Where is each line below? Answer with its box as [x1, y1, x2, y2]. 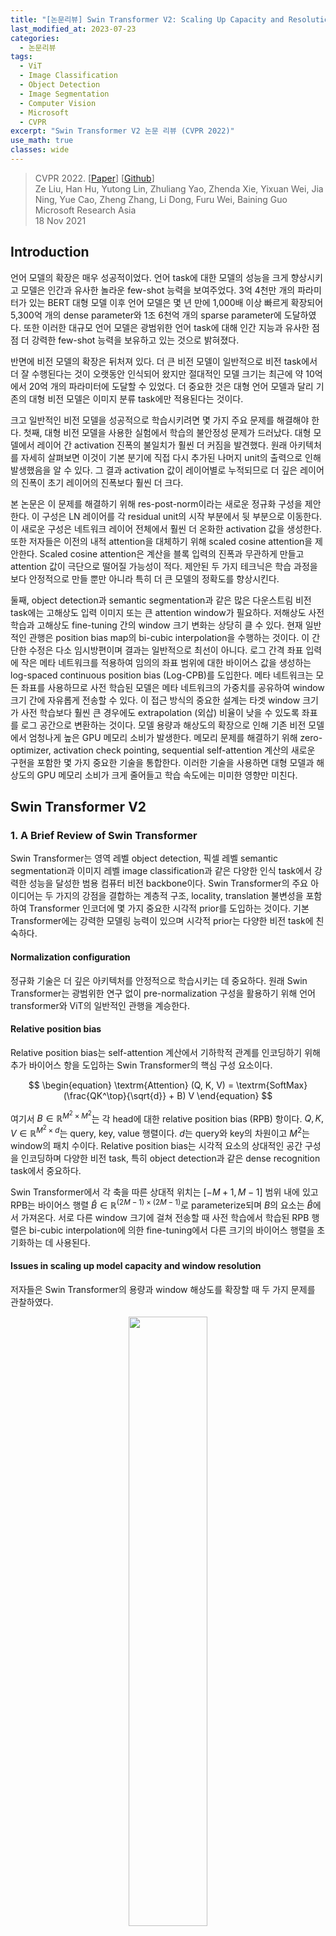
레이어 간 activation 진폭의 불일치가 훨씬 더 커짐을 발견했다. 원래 [36, 439, 288, 451]
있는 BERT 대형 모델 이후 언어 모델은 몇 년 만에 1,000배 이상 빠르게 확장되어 [28, 296, 324, 308]
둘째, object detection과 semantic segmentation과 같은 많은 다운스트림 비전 [10, 594, 312, 606]
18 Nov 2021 [34, 214, 87, 226]
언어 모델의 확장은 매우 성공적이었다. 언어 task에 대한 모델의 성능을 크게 [10, 271, 289, 283]
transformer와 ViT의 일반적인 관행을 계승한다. [10, 999, 191, 1011]
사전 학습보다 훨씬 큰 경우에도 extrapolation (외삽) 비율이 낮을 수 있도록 [20, 706, 300, 718]
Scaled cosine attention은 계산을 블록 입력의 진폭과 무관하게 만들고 [39, 547, 305, 560]
